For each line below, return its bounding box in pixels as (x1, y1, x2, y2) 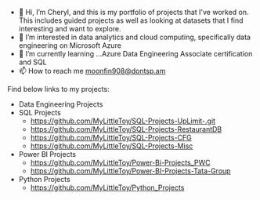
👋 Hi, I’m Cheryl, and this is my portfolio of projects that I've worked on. (18, 8, 249, 16)
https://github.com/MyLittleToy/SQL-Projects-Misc (30, 141, 193, 151)
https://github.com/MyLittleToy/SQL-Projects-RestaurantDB (30, 125, 222, 133)
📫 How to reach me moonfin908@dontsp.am (18, 67, 166, 75)
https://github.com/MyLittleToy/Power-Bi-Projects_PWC (30, 158, 211, 167)
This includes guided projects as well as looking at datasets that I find (18, 16, 244, 25)
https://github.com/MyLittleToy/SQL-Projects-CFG (30, 133, 193, 142)
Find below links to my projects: (7, 85, 110, 93)
